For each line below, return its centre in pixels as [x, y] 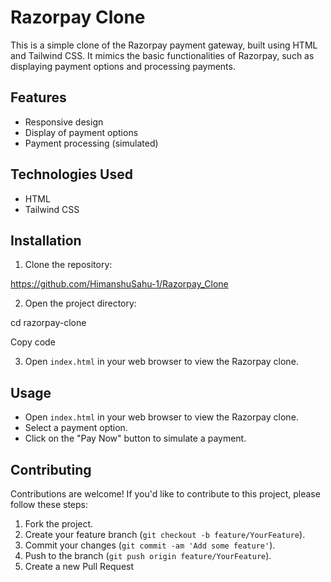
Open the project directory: [80, 303]
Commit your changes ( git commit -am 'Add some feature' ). [150, 545]
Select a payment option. [76, 428]
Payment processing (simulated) [91, 143]
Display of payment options [81, 132]
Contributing [51, 469]
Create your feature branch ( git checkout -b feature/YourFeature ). [165, 534]
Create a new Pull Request [79, 566]
